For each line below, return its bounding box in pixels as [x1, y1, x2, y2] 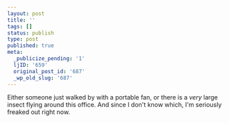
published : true [7, 42, 54, 49]
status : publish [7, 29, 54, 37]
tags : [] [7, 23, 33, 30]
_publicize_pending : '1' [13, 55, 85, 62]
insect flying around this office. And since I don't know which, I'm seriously [7, 101, 222, 109]
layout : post [7, 10, 45, 17]
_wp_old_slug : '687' [13, 74, 73, 82]
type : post [7, 36, 39, 43]
